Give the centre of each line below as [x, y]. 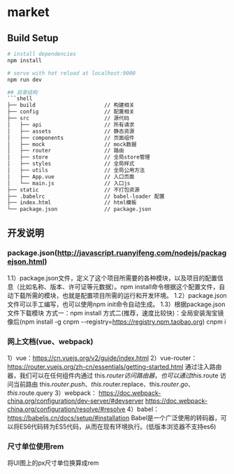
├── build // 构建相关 [71, 106]
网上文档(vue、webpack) [50, 341]
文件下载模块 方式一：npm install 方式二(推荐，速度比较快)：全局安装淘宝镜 [116, 313]
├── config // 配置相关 [71, 112]
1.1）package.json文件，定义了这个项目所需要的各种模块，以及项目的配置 [112, 278]
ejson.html [26, 261]
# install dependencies [42, 54]
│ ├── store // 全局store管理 [79, 157]
